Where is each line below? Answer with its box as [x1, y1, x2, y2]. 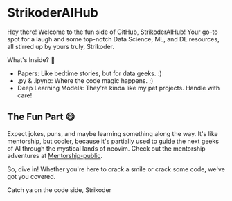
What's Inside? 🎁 [7, 55, 55, 64]
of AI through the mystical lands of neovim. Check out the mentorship [7, 144, 206, 153]
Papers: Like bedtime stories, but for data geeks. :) [17, 69, 162, 77]
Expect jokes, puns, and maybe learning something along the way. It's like [7, 129, 218, 137]
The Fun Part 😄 [7, 111, 75, 123]
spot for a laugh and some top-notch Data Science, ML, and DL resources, [7, 35, 220, 43]
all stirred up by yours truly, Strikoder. [7, 42, 114, 50]
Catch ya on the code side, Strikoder [7, 185, 112, 194]
